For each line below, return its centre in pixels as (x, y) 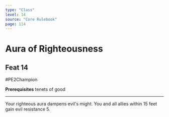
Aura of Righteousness (54, 49)
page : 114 (16, 24)
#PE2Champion (21, 80)
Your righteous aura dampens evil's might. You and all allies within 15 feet (81, 104)
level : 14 (16, 15)
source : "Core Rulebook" (31, 19)
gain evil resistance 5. (28, 109)
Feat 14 (17, 67)
